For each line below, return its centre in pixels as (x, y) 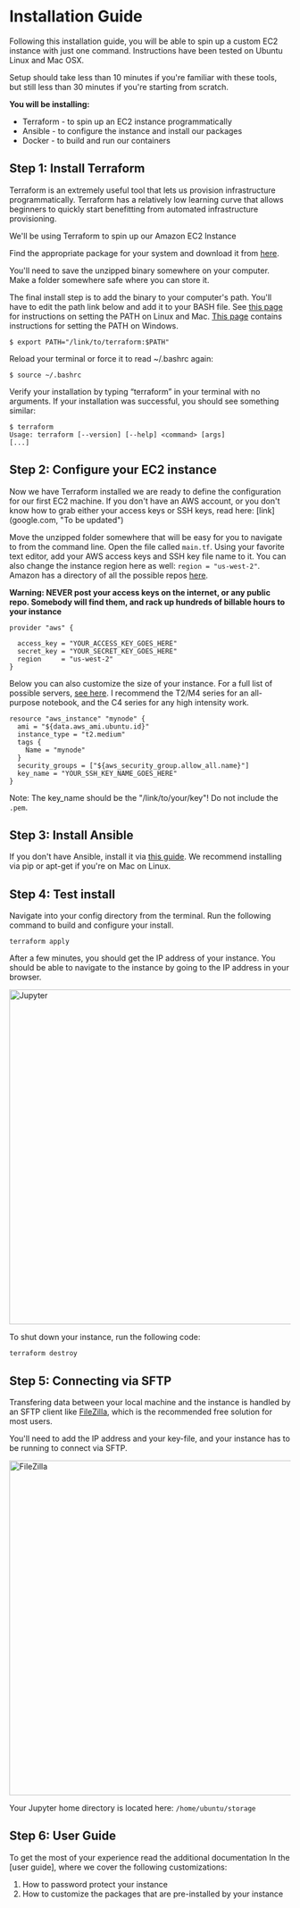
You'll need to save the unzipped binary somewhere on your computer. (140, 271)
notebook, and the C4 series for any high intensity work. (146, 702)
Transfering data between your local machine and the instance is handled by (150, 1402)
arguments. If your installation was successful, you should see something (144, 401)
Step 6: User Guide (63, 1836)
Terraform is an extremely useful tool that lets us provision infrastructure (142, 190)
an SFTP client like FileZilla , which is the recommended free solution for (141, 1412)
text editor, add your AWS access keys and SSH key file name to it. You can (148, 556)
